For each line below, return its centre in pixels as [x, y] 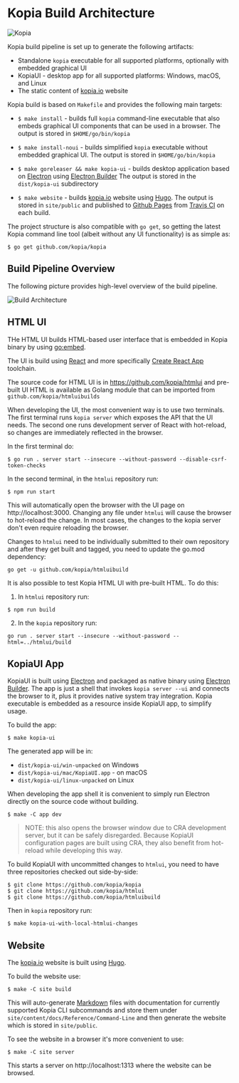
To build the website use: [44, 976]
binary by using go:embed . [47, 347]
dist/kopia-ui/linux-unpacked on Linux [76, 780]
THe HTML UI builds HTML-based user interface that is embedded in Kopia [117, 339]
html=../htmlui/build [39, 642]
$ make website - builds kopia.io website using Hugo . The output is [115, 197]
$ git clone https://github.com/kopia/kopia [74, 885]
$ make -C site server [41, 1052]
